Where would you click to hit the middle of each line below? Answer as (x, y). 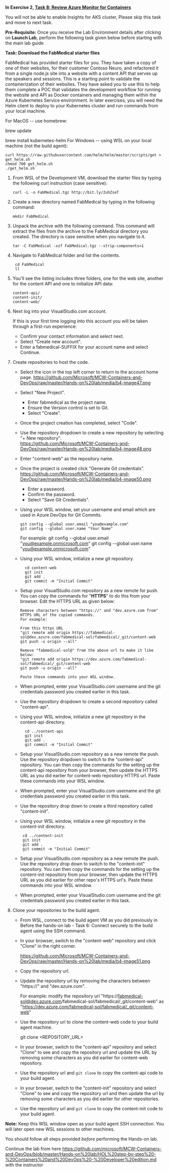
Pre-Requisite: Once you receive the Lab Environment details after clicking (83, 32)
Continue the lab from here (33, 1149)
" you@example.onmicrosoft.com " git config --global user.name (86, 543)
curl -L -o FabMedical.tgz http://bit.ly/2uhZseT (66, 192)
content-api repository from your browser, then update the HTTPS (89, 770)
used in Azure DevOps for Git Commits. (61, 515)
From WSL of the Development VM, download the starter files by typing (87, 178)
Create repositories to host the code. (51, 362)
